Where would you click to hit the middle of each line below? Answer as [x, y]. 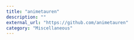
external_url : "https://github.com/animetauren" [67, 22]
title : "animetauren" [33, 11]
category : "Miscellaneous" [39, 28]
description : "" [26, 17]
